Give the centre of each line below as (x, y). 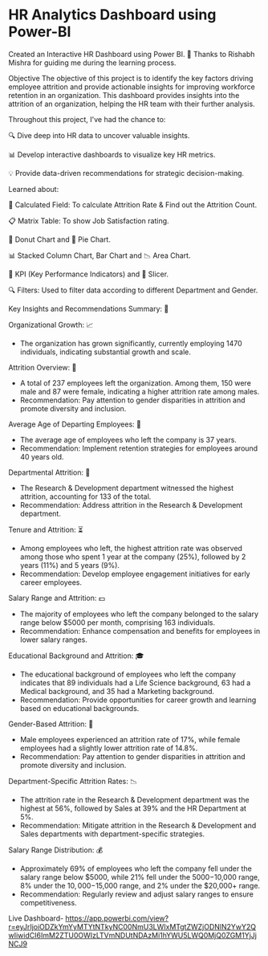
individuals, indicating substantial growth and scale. (105, 352)
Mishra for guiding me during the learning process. (92, 63)
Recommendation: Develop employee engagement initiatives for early (135, 574)
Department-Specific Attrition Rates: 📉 (73, 781)
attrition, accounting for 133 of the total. (85, 496)
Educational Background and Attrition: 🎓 (76, 656)
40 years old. (42, 456)
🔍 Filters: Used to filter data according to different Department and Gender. (133, 290)
